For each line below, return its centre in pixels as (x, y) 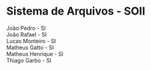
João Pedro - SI (26, 28)
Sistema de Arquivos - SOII (76, 11)
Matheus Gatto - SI (30, 47)
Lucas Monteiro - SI (31, 41)
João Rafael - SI (27, 34)
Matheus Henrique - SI (35, 54)
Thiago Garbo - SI (29, 60)
